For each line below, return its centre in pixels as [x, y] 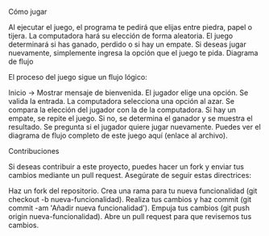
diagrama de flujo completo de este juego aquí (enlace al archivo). [118, 135]
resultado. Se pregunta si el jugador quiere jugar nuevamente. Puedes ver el [135, 127]
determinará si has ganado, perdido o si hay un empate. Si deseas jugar [128, 44]
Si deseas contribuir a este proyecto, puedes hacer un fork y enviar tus [126, 167]
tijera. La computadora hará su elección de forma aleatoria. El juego [121, 36]
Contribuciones [34, 151]
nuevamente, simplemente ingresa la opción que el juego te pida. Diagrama [133, 53]
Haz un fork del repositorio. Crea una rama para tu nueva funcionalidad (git [133, 191]
